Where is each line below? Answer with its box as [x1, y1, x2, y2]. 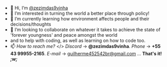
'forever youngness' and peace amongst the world [10, 32, 118, 38]
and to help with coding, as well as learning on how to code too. [10, 37, 145, 43]
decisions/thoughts [10, 21, 51, 27]
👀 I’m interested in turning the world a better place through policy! [10, 10, 150, 16]
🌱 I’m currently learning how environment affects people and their [10, 16, 150, 21]
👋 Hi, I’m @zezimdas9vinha [10, 5, 68, 11]
